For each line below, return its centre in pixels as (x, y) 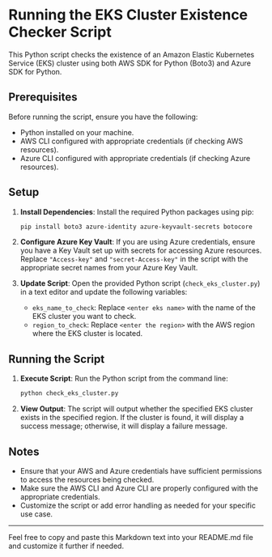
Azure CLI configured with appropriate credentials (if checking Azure (135, 158)
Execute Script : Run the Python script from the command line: (124, 379)
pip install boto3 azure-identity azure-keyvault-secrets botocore (136, 227)
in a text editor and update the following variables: (104, 292)
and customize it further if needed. (66, 546)
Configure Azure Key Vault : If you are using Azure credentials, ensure (138, 242)
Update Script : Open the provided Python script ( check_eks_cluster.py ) (140, 283)
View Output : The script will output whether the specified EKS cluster (136, 409)
